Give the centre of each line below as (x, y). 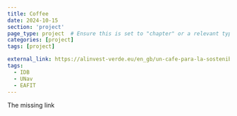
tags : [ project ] (31, 46)
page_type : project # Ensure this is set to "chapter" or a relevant (113, 33)
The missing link (31, 105)
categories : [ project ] (41, 40)
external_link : (30, 59)
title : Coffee (28, 14)
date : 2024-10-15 (33, 20)
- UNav (23, 79)
